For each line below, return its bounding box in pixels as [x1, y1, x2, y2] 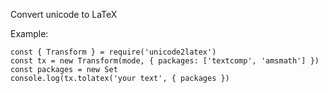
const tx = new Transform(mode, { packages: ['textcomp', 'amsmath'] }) [10, 56, 320, 66]
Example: [10, 28, 49, 39]
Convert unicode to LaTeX [10, 9, 118, 20]
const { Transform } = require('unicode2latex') [10, 47, 217, 57]
